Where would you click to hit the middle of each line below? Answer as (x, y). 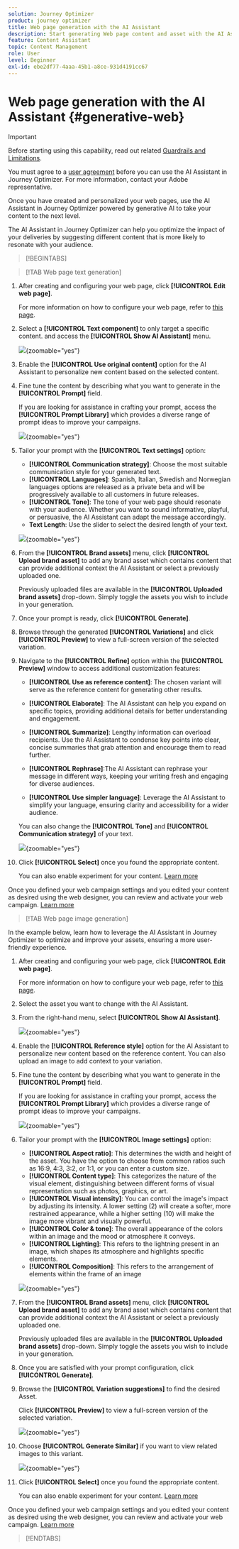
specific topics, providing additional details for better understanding (128, 711)
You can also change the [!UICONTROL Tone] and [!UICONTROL (113, 826)
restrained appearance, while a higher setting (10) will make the (122, 1213)
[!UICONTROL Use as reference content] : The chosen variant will (125, 682)
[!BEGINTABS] (46, 258)
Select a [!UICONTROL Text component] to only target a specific (113, 328)
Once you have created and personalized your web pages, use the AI (109, 200)
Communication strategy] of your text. (76, 833)
